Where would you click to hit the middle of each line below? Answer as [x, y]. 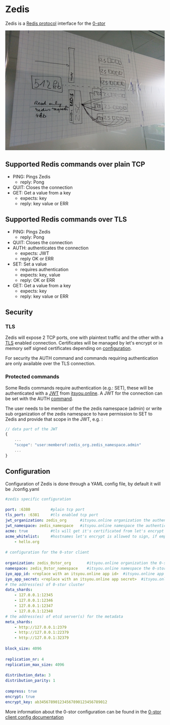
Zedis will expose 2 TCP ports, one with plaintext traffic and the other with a [84, 337]
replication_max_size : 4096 [35, 665]
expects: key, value [40, 275]
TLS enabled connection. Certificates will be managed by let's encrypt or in [84, 343]
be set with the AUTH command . [39, 398]
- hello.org [27, 542]
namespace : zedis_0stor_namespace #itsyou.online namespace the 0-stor [86, 568]
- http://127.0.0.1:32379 [42, 638]
